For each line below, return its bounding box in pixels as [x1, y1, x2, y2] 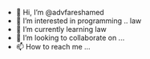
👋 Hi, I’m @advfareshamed [15, 8, 104, 17]
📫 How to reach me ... [15, 42, 91, 51]
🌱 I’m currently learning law [15, 25, 107, 33]
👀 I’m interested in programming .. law [15, 16, 142, 26]
